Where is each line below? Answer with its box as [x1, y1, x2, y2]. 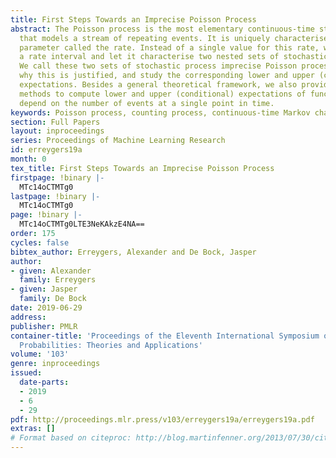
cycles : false [10, 237, 70, 248]
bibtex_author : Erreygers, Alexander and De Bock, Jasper [10, 247, 257, 257]
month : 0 [10, 154, 47, 164]
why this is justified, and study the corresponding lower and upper [19, 71, 315, 81]
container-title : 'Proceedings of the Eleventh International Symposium [10, 331, 320, 341]
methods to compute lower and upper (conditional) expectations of [19, 89, 307, 99]
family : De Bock [19, 294, 87, 304]
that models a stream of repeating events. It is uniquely [19, 33, 271, 43]
